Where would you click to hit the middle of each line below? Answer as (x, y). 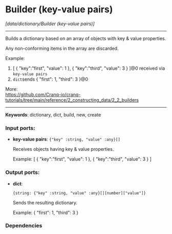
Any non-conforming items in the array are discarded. (62, 48)
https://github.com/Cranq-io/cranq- (43, 94)
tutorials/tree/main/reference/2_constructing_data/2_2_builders (72, 100)
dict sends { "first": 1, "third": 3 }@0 (50, 79)
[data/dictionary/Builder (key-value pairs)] (50, 24)
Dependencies (24, 226)
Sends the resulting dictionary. (45, 202)
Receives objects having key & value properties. (63, 149)
